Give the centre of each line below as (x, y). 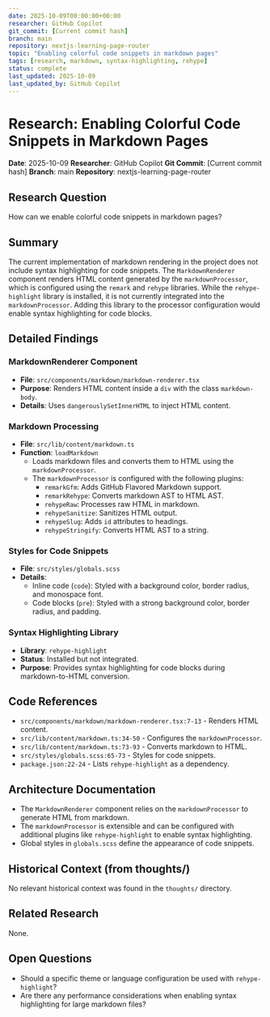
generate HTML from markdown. (74, 818)
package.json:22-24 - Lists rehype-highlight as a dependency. (124, 764)
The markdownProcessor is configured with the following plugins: (138, 479)
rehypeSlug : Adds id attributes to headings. (116, 521)
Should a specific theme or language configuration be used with (127, 978)
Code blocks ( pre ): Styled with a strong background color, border (141, 603)
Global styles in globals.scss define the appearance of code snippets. (137, 844)
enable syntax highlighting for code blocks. (80, 313)
